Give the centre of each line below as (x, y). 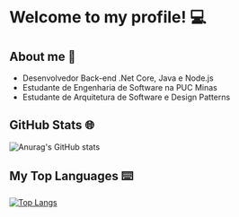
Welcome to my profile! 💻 (108, 17)
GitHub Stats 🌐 (52, 125)
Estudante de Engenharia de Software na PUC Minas (119, 87)
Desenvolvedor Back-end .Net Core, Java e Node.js (118, 78)
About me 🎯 (43, 56)
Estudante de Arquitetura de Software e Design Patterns (126, 97)
